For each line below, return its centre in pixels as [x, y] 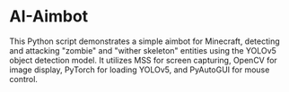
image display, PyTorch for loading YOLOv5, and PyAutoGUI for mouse [140, 70]
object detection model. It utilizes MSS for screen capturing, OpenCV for [144, 60]
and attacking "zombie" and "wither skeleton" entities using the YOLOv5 [143, 50]
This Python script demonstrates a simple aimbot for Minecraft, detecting [144, 41]
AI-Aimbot [49, 17]
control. [24, 79]
